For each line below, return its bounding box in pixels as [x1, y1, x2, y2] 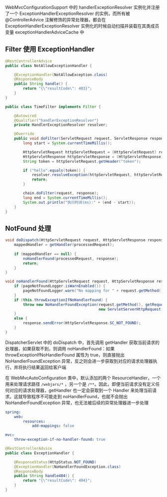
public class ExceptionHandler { [5, 450, 75, 456]
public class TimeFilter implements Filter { [5, 104, 101, 109]
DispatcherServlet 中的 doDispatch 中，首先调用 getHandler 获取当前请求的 [5, 339, 160, 345]
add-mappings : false [31, 423, 75, 428]
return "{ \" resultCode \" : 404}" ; [23, 478, 92, 483]
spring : [5, 410, 21, 414]
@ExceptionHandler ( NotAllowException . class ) [14, 72, 108, 77]
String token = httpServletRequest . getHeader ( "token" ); [23, 159, 141, 164]
